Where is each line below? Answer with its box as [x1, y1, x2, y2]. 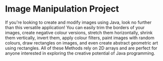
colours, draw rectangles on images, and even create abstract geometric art [5, 40, 158, 46]
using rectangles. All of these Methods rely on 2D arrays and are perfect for [5, 45, 158, 51]
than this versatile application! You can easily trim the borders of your [5, 24, 145, 30]
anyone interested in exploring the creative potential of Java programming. [5, 50, 155, 56]
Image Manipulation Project [5, 3, 120, 15]
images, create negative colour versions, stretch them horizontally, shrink [5, 30, 153, 35]
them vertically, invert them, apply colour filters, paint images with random [5, 35, 155, 41]
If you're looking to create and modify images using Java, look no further [5, 19, 152, 25]
